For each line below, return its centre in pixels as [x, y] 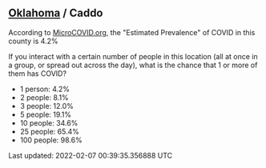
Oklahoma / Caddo [56, 13]
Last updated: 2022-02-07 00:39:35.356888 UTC [91, 155]
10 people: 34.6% [49, 122]
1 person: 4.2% [45, 89]
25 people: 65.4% [50, 131]
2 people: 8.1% [44, 97]
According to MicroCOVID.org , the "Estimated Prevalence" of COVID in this [132, 32]
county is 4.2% [33, 41]
